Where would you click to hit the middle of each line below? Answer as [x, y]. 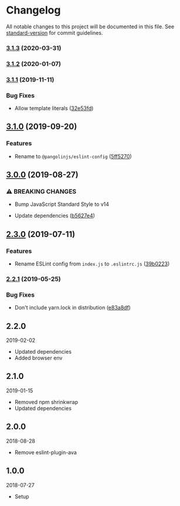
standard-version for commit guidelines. [55, 32]
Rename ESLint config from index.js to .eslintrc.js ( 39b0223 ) [92, 264]
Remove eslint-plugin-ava [46, 452]
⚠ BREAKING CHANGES [41, 192]
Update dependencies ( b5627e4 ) [55, 216]
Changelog [33, 10]
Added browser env [38, 358]
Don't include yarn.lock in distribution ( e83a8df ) [72, 308]
